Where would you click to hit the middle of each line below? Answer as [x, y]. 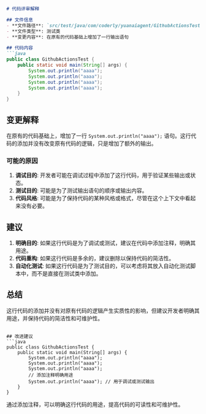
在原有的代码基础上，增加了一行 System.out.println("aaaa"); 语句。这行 [99, 135]
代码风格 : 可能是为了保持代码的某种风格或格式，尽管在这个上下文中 [100, 198]
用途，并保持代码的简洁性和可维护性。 [55, 318]
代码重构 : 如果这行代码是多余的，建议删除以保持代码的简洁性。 [95, 258]
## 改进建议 [20, 336]
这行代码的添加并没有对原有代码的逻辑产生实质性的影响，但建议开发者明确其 [103, 310]
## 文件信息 [20, 20]
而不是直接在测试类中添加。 [67, 274]
